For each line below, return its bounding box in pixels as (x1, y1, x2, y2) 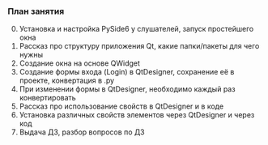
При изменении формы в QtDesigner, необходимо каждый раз (19, 84, 236, 94)
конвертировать (19, 93, 76, 103)
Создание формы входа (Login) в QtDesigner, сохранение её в (19, 67, 235, 77)
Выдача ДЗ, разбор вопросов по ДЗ (19, 127, 145, 137)
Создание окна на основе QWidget (19, 58, 141, 68)
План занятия (7, 6, 65, 17)
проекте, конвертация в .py (19, 75, 115, 86)
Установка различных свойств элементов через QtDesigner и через (19, 110, 255, 120)
